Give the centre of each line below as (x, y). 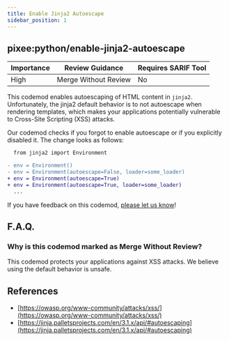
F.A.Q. (21, 226)
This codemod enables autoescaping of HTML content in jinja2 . (100, 97)
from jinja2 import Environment (61, 153)
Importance (30, 68)
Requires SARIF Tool (172, 68)
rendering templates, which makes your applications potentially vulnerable (114, 112)
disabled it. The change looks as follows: (65, 140)
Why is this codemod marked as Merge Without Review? (105, 246)
